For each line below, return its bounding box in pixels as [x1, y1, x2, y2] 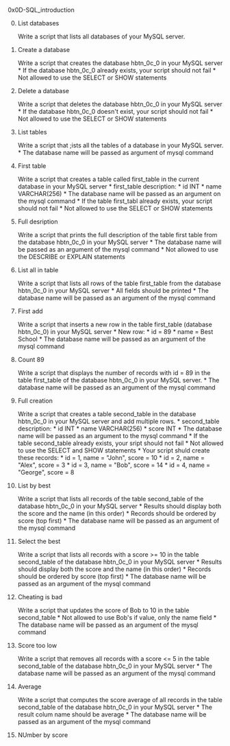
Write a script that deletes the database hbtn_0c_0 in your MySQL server [17, 100, 223, 108]
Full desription [17, 217, 58, 226]
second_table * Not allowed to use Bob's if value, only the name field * [17, 614, 217, 621]
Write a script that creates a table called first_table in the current [17, 175, 199, 183]
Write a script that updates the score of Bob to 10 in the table [17, 606, 190, 614]
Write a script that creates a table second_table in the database [17, 410, 196, 418]
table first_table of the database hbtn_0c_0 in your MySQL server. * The [17, 376, 220, 384]
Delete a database [17, 87, 70, 95]
